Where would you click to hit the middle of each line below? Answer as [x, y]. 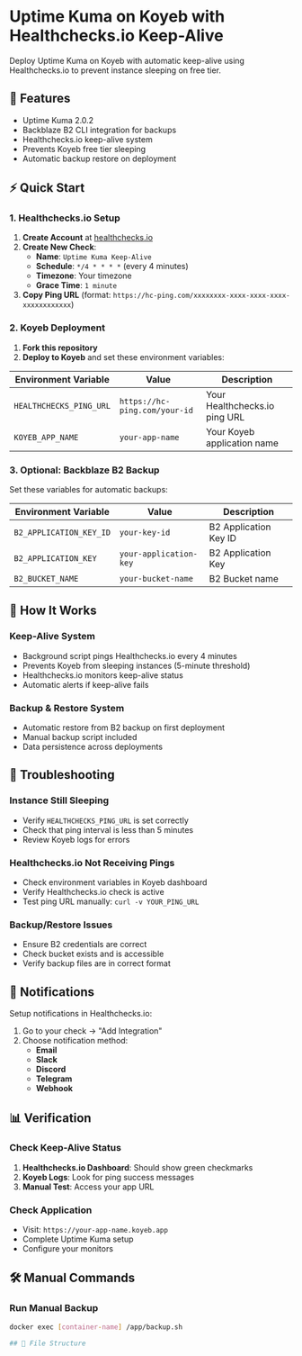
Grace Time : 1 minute [76, 285]
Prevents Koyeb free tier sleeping [84, 149]
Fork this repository [60, 348]
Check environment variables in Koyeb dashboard [115, 882]
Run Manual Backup [54, 1308]
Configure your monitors [68, 1249]
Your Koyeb [231, 431]
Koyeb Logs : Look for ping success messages [108, 1177]
